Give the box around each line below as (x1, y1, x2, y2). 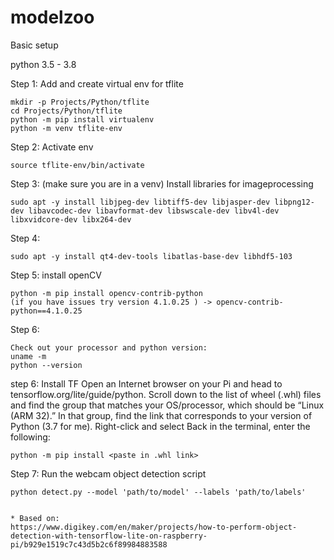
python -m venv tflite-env (10, 123, 123, 133)
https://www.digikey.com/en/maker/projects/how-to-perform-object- (10, 522, 298, 532)
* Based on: (10, 513, 60, 523)
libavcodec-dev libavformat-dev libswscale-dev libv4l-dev (28, 206, 280, 216)
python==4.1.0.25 (10, 306, 83, 316)
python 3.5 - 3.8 (10, 58, 77, 70)
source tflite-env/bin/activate (10, 160, 145, 170)
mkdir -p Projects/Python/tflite (10, 97, 150, 107)
